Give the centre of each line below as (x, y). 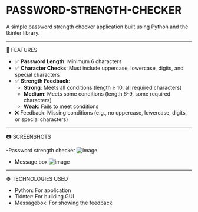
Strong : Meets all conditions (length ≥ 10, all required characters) (103, 87)
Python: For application (43, 190)
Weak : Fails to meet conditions (61, 106)
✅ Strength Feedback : (42, 81)
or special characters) (41, 119)
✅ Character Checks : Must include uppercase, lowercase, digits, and (99, 68)
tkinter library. (23, 32)
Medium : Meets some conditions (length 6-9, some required (97, 94)
